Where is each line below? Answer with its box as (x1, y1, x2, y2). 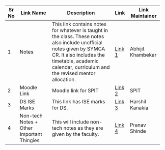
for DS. (52, 104, 68, 111)
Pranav (130, 121, 146, 128)
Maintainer (131, 12, 157, 19)
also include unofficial (52, 39, 103, 46)
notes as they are (63, 125, 103, 131)
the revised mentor (52, 70, 96, 77)
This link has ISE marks (52, 98, 106, 105)
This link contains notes (52, 21, 107, 28)
